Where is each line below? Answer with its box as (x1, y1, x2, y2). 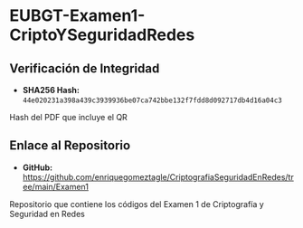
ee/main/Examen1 (22, 181, 89, 192)
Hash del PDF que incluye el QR (9, 112, 128, 122)
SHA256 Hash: (22, 85, 80, 95)
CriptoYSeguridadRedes (9, 24, 195, 45)
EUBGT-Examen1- (9, 5, 146, 26)
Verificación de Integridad (9, 61, 160, 76)
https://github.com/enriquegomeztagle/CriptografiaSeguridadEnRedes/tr (22, 171, 294, 182)
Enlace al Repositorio (9, 138, 131, 154)
